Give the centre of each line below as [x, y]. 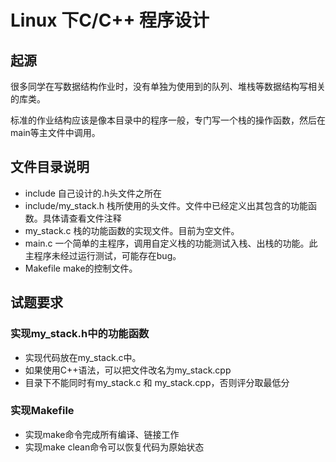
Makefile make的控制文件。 [81, 268]
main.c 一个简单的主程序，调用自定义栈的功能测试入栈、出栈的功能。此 [171, 243]
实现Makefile [42, 411]
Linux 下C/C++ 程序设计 [110, 20]
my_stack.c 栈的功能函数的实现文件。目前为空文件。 [132, 230]
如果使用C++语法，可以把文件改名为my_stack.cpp [128, 370]
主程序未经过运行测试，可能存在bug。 [103, 255]
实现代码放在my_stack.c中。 [83, 357]
